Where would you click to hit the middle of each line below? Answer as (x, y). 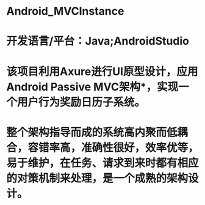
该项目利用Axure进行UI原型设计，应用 (102, 71)
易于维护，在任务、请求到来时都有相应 (103, 163)
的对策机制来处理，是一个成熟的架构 (97, 178)
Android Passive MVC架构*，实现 (92, 87)
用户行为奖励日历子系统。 (81, 102)
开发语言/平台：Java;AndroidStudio (98, 41)
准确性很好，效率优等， (140, 147)
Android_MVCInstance (65, 11)
